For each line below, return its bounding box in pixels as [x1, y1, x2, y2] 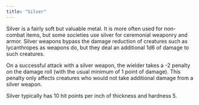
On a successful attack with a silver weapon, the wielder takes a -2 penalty [6, 62, 191, 69]
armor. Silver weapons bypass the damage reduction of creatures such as [6, 37, 188, 44]
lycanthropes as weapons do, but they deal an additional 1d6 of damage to [6, 44, 189, 51]
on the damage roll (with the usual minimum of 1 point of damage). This [6, 68, 181, 75]
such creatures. [6, 50, 45, 57]
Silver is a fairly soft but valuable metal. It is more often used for [6, 25, 163, 32]
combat [6, 31, 25, 39]
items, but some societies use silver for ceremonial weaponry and [26, 31, 188, 39]
